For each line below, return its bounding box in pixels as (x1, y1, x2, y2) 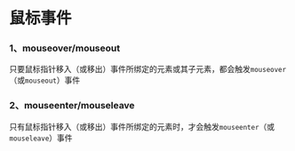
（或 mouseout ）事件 (9, 75, 81, 85)
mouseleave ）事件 (9, 132, 73, 143)
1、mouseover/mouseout (9, 42, 121, 54)
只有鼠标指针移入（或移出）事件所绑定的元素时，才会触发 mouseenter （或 (9, 121, 275, 131)
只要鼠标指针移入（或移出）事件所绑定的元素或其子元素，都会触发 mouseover (9, 64, 287, 75)
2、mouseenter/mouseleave (9, 99, 135, 112)
